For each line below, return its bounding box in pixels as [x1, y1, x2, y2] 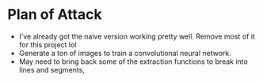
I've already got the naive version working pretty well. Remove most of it [18, 32, 255, 41]
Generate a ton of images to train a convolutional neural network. [18, 48, 231, 58]
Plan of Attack [7, 6, 102, 24]
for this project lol [18, 39, 77, 49]
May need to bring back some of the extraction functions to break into [18, 57, 249, 66]
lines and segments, [18, 65, 85, 74]
